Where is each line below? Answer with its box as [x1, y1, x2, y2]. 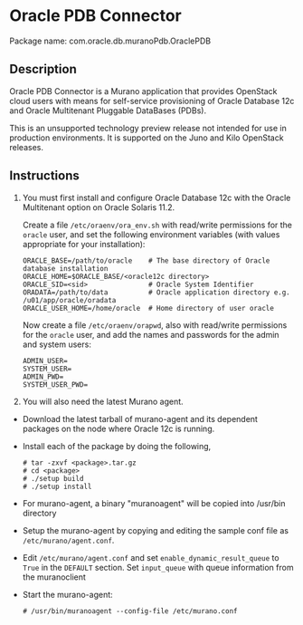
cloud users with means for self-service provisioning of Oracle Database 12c [9, 95, 295, 106]
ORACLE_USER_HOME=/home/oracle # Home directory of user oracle [22, 303, 274, 312]
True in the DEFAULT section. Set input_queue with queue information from [22, 562, 294, 572]
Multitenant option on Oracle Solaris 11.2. [22, 201, 175, 213]
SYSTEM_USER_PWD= [22, 380, 89, 389]
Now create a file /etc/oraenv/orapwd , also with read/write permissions [22, 319, 288, 331]
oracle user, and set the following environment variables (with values [22, 228, 280, 240]
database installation [22, 264, 109, 273]
